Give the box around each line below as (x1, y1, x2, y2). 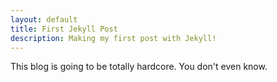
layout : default (10, 14, 78, 25)
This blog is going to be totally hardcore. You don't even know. (10, 61, 268, 73)
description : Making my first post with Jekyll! (10, 33, 217, 43)
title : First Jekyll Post (10, 24, 118, 34)
